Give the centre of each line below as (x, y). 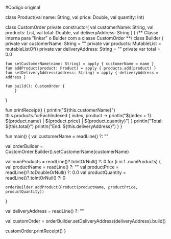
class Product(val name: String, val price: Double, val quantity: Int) (75, 17)
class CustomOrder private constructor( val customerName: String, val (80, 27)
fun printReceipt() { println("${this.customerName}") (60, 110)
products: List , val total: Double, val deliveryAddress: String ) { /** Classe (82, 32)
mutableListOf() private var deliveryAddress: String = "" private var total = (83, 49)
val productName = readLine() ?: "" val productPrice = (62, 167)
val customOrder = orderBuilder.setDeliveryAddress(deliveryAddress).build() (86, 221)
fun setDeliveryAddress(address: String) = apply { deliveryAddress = (82, 73)
